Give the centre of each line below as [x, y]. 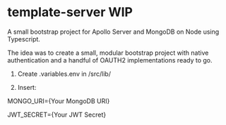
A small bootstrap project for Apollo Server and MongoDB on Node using [113, 32]
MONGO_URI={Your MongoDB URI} [59, 101]
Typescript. [24, 39]
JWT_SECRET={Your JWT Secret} [57, 114]
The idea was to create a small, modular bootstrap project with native [108, 53]
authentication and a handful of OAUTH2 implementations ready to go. [110, 60]
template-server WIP [70, 12]
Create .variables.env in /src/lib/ [64, 74]
